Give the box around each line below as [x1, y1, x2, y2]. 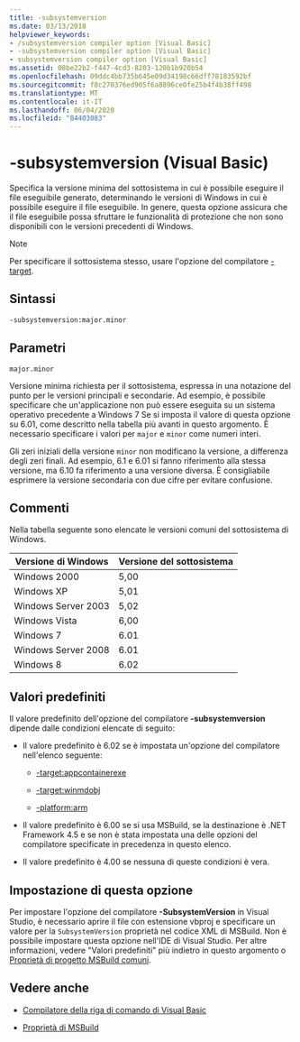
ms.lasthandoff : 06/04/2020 [9, 106, 115, 115]
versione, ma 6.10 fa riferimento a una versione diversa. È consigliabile [9, 465, 270, 475]
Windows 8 [14, 659, 62, 671]
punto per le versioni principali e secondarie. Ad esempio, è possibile [9, 390, 266, 401]
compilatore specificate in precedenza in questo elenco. [22, 839, 232, 850]
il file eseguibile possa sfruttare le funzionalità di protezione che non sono [9, 211, 284, 222]
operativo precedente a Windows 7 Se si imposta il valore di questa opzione [9, 409, 291, 420]
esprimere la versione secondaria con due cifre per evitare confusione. [9, 475, 273, 485]
